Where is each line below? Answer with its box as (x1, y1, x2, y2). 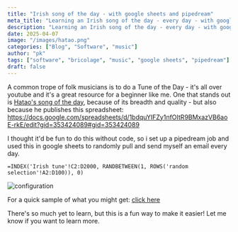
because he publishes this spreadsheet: (7, 105, 124, 114)
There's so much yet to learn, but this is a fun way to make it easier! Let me (7, 209, 227, 217)
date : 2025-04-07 (7, 30, 59, 38)
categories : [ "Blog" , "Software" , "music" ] (7, 43, 138, 50)
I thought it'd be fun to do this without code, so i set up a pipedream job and (7, 134, 229, 143)
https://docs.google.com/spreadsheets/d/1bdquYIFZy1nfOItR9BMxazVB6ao (7, 113, 228, 121)
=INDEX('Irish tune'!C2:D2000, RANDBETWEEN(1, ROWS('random (7, 162, 189, 170)
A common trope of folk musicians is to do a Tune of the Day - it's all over (7, 82, 222, 91)
